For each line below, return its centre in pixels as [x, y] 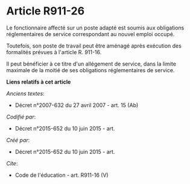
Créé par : [18, 140]
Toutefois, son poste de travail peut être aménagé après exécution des [94, 46]
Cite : [12, 163]
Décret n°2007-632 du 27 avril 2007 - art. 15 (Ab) [77, 105]
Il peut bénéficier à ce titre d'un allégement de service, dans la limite [91, 64]
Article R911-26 [46, 11]
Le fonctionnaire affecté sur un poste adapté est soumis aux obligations [95, 28]
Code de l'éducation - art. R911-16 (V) [62, 175]
